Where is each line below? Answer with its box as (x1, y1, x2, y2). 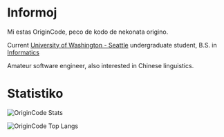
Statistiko (7, 86, 64, 101)
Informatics (7, 48, 40, 56)
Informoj (7, 5, 57, 21)
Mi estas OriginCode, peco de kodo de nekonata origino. (7, 28, 169, 36)
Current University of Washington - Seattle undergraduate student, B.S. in (7, 41, 218, 49)
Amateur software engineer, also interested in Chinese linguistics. (7, 61, 194, 70)
